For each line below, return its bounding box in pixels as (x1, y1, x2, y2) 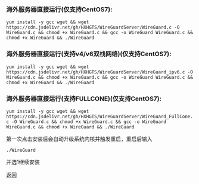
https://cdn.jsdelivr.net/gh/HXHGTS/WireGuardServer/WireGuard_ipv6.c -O (6, 69, 194, 75)
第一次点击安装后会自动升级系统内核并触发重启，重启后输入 (6, 135, 153, 142)
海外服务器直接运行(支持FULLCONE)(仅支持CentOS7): (6, 94, 162, 103)
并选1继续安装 (6, 158, 40, 165)
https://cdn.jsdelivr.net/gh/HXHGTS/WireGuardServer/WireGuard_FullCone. (6, 114, 194, 119)
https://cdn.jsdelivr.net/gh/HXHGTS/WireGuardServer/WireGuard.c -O (6, 24, 180, 30)
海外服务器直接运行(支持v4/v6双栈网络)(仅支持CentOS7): (6, 50, 172, 58)
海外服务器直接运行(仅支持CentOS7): (6, 5, 113, 13)
